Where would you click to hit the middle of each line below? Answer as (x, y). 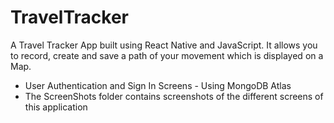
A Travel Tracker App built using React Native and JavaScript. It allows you (164, 45)
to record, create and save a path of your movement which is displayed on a (167, 55)
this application (56, 107)
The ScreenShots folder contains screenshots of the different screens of (174, 96)
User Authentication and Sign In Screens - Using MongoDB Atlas (158, 85)
